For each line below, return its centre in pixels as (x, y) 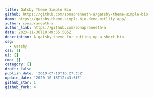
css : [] (13, 50)
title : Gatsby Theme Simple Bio (38, 10)
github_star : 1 (21, 82)
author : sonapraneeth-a (29, 23)
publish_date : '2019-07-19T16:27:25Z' (45, 73)
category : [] (18, 64)
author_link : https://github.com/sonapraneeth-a (56, 28)
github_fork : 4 (21, 87)
